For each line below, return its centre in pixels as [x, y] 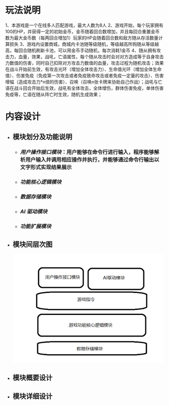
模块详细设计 [32, 396]
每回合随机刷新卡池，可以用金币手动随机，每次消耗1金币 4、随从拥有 [85, 50]
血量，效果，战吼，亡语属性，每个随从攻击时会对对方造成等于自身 [87, 56]
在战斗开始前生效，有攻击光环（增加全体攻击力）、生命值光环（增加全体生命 [83, 69]
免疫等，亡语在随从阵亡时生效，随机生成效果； [54, 94]
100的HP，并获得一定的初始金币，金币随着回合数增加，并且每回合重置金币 [82, 31]
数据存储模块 [35, 197]
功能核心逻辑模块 [41, 182]
